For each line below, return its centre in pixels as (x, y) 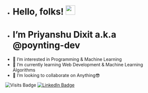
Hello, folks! (38, 12)
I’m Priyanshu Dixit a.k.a (64, 35)
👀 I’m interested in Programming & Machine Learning (67, 59)
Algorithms (24, 70)
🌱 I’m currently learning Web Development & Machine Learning (78, 65)
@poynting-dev (46, 45)
